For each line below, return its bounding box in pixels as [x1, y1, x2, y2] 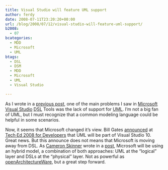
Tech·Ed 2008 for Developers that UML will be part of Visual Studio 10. [5, 132, 152, 138]
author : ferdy [5, 12, 35, 17]
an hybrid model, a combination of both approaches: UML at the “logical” [5, 148, 157, 154]
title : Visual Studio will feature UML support [5, 7, 107, 13]
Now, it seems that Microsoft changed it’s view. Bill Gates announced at [5, 127, 153, 133]
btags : [5, 54, 19, 60]
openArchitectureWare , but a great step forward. [5, 158, 106, 164]
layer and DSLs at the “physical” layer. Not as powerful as [5, 153, 125, 159]
